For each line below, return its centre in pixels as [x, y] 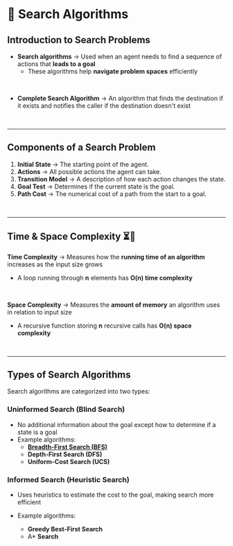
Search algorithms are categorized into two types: [79, 392]
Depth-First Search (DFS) [65, 454]
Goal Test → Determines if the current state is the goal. [96, 186]
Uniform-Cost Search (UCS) [69, 461]
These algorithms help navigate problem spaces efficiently [113, 71]
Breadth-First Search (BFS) [67, 447]
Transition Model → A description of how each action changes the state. [121, 179]
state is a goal [37, 432]
